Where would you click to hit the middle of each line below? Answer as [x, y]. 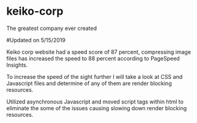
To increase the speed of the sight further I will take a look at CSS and [95, 76]
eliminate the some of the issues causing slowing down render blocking [97, 108]
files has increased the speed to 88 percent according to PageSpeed [93, 58]
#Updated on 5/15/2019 [36, 40]
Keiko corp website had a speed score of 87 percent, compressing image [99, 52]
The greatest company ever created [52, 28]
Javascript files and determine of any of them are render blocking [89, 83]
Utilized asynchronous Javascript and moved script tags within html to [95, 102]
